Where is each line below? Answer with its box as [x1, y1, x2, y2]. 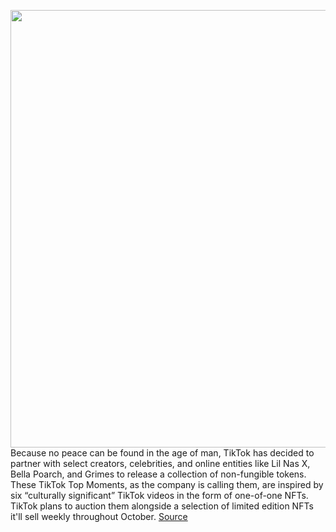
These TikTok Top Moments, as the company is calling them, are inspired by [10, 479, 324, 490]
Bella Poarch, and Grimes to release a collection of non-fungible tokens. [10, 468, 307, 480]
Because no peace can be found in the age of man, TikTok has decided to [10, 447, 315, 459]
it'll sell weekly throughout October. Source [10, 511, 188, 522]
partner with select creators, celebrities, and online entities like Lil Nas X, [10, 458, 311, 469]
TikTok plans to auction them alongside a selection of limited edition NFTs [10, 500, 314, 512]
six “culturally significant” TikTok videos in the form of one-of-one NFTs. [10, 490, 309, 501]
